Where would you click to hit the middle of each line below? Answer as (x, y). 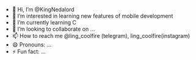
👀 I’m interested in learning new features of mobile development (93, 16)
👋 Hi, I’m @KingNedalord (43, 9)
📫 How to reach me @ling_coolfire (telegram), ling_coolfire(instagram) (101, 36)
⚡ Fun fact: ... (29, 51)
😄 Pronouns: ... (32, 45)
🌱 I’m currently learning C (44, 22)
